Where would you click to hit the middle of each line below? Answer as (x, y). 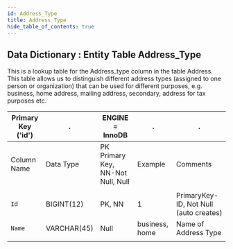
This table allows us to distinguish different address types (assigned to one (114, 79)
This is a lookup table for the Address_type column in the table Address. (110, 71)
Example (152, 164)
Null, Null (115, 182)
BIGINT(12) (65, 204)
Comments (194, 164)
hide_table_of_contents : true (51, 26)
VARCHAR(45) (70, 228)
